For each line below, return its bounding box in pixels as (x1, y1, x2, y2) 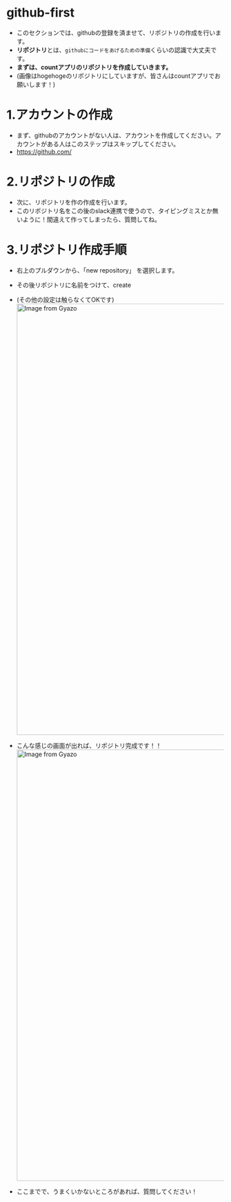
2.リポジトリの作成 (6, 174, 115, 190)
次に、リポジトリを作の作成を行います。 (16, 198, 131, 206)
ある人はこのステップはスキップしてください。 (46, 139, 180, 148)
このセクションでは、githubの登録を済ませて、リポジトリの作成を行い (16, 28, 216, 37)
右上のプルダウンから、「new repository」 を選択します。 (16, 266, 179, 274)
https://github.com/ (16, 147, 72, 156)
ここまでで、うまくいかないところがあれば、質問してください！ (16, 1187, 198, 1195)
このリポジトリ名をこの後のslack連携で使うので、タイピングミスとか (16, 206, 213, 215)
